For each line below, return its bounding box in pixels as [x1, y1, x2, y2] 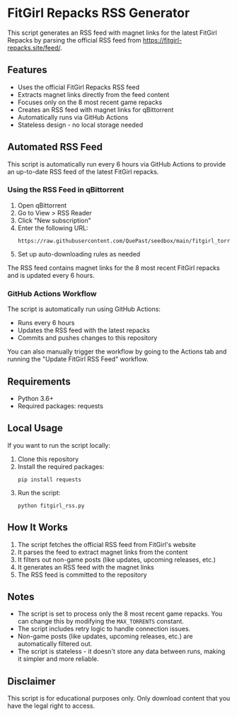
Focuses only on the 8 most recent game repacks [17, 98, 163, 106]
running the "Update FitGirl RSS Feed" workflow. [7, 355, 149, 363]
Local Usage [7, 422, 64, 434]
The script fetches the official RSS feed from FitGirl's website [17, 540, 196, 548]
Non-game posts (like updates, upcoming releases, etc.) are [17, 632, 193, 640]
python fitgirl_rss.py [17, 502, 85, 509]
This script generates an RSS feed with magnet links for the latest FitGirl [7, 28, 217, 37]
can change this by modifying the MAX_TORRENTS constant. [17, 617, 184, 626]
